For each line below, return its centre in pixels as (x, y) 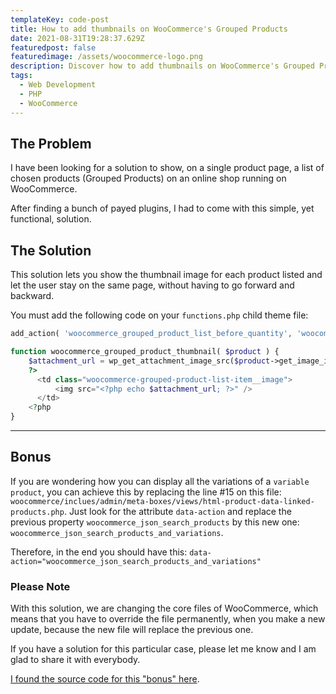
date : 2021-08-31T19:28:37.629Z (77, 38)
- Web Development (58, 85)
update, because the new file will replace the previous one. (132, 630)
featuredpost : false (53, 47)
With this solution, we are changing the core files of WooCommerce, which (164, 608)
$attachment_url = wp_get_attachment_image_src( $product (149, 361)
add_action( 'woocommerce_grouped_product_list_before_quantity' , (151, 334)
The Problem (51, 143)
